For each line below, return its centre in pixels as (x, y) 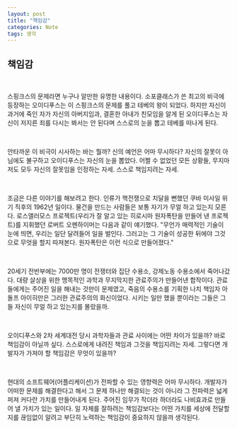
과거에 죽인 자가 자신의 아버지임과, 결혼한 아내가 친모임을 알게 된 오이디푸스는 (114, 114)
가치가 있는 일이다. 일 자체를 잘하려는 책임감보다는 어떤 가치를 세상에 (116, 409)
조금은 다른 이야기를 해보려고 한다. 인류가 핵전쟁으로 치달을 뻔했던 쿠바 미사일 (114, 198)
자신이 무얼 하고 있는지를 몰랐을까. (62, 307)
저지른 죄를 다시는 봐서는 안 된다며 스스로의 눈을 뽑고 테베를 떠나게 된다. (119, 123)
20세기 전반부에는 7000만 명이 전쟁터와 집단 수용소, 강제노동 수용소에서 (106, 271)
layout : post (27, 14)
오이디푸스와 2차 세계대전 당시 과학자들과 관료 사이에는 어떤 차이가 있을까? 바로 (116, 336)
